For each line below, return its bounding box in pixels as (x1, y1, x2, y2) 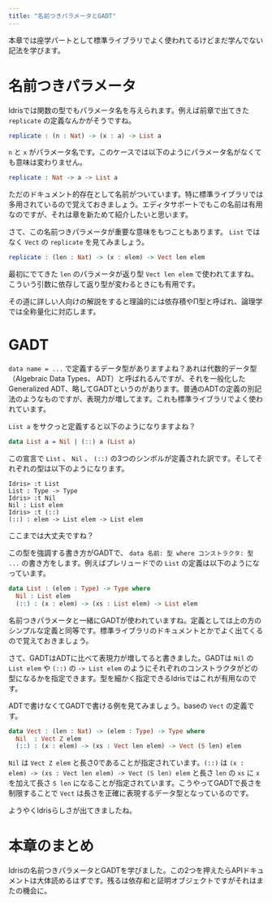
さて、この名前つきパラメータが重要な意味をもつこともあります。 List (8, 227, 244, 237)
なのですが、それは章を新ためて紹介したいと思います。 (8, 210, 193, 219)
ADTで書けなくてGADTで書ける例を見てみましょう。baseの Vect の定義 (8, 701, 248, 710)
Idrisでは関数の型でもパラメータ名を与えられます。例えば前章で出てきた (8, 105, 250, 115)
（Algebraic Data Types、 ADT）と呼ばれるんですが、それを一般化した (8, 374, 246, 384)
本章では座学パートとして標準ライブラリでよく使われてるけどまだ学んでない (8, 35, 264, 45)
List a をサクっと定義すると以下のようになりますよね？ (8, 422, 196, 432)
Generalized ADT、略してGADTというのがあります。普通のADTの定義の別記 (8, 384, 262, 394)
